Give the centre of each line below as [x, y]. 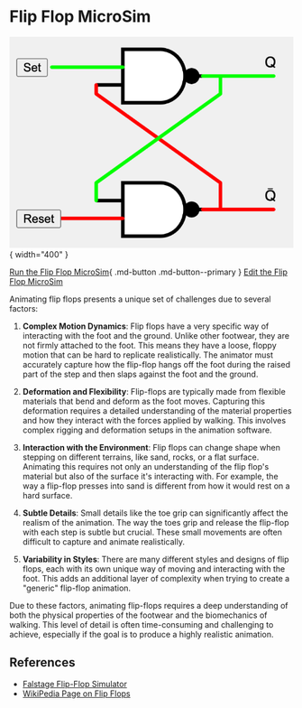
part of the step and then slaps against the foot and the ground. [140, 374]
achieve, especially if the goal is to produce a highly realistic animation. [142, 634]
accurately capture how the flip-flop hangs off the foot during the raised [156, 364]
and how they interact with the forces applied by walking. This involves [154, 420]
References [42, 662]
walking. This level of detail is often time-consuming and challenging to [142, 624]
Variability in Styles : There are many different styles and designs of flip [156, 559]
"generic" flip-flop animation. [77, 588]
